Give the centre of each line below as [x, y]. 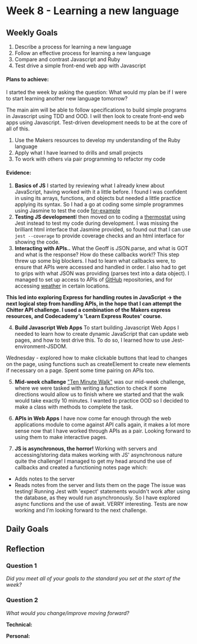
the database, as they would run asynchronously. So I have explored [97, 498]
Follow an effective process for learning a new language [83, 53]
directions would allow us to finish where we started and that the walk [99, 394]
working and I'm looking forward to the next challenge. [81, 510]
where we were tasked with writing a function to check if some [91, 388]
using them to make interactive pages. [61, 437]
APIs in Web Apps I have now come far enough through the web [93, 419]
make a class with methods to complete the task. [74, 407]
